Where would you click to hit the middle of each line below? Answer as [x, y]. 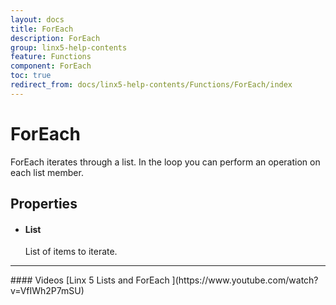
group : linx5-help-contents [69, 47]
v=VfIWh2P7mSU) [47, 291]
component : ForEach [51, 66]
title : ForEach [42, 29]
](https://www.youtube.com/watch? [245, 280]
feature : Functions [51, 57]
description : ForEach [55, 38]
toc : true [31, 76]
